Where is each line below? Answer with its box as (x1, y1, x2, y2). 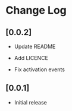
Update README (14, 43, 56, 50)
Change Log (5, 4, 67, 17)
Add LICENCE (14, 55, 49, 61)
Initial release (14, 99, 47, 106)
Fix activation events (14, 66, 65, 73)
